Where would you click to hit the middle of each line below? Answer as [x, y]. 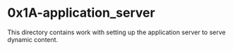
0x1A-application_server [81, 13]
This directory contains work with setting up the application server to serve [116, 32]
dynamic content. [33, 39]
